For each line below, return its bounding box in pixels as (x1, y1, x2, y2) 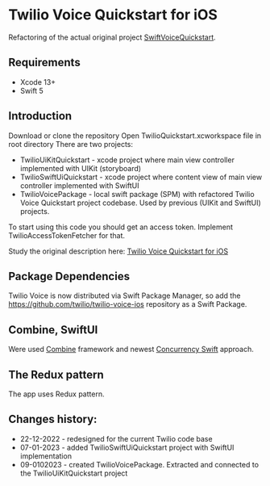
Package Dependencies (8, 269, 131, 283)
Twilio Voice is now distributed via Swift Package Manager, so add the (8, 291, 241, 300)
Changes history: (8, 413, 98, 426)
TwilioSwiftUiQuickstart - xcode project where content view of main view (19, 172, 263, 182)
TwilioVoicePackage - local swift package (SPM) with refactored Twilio (19, 189, 255, 199)
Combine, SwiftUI (8, 323, 98, 337)
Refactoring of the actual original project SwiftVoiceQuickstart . (8, 32, 216, 42)
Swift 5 (19, 86, 44, 95)
